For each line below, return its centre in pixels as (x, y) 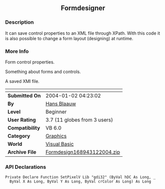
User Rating (22, 120)
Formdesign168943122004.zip (83, 152)
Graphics (56, 136)
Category (19, 136)
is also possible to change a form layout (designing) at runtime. (69, 38)
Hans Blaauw (61, 104)
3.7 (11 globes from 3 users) (80, 120)
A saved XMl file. (22, 81)
